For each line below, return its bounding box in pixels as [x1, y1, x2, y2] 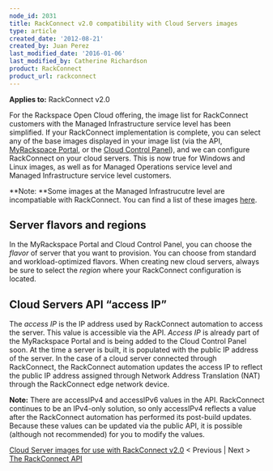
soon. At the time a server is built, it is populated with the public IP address [9, 345, 258, 355]
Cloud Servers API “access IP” [9, 298, 167, 311]
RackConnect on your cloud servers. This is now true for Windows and [9, 153, 245, 163]
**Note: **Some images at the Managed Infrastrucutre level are [9, 186, 225, 195]
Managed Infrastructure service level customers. [9, 170, 173, 180]
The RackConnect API [9, 454, 83, 464]
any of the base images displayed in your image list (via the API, [9, 135, 223, 146]
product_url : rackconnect [9, 72, 96, 80]
